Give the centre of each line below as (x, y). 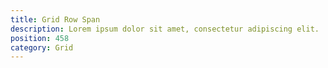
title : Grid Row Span (55, 19)
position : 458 (40, 38)
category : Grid (42, 47)
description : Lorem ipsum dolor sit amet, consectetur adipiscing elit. (165, 29)
